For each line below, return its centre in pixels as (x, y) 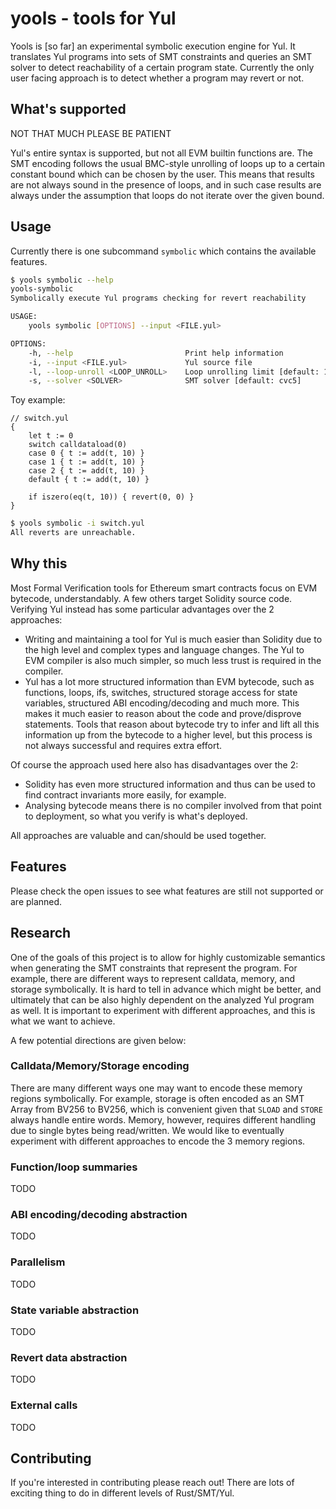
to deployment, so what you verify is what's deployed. (136, 816)
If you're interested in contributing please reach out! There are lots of (152, 1483)
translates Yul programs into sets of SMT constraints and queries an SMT (161, 56)
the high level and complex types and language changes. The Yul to (164, 649)
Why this (39, 563)
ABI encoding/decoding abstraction (99, 1215)
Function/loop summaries (74, 1167)
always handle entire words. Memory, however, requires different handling (163, 1119)
